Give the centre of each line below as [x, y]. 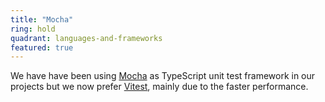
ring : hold [33, 29]
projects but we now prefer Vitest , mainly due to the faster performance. [159, 87]
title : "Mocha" [42, 19]
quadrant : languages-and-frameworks [86, 38]
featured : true [42, 47]
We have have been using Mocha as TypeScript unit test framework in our [163, 76]
